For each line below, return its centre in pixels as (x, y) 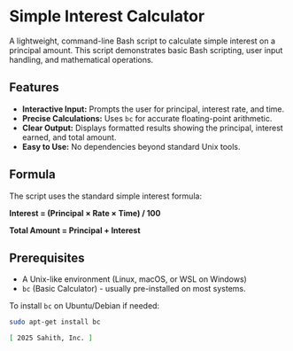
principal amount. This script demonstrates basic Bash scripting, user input (146, 50)
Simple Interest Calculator (107, 16)
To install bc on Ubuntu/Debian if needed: (85, 306)
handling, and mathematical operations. (81, 59)
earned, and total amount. (69, 137)
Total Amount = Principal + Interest (75, 230)
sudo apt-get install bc (55, 322)
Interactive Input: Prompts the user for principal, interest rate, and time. (153, 109)
